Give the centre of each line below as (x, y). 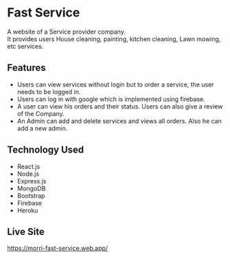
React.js (28, 166)
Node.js (28, 174)
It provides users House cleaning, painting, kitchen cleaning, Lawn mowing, (114, 38)
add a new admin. (42, 128)
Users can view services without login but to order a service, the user (115, 85)
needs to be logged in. (49, 91)
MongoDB (31, 188)
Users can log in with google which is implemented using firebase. (111, 99)
